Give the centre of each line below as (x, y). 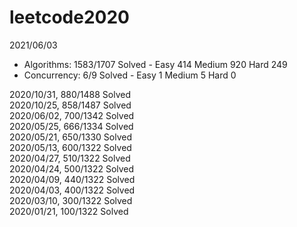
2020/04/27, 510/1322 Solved (70, 158)
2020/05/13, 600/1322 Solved (70, 147)
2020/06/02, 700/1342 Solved (72, 115)
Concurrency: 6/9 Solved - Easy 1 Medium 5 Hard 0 (130, 75)
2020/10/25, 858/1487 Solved (70, 105)
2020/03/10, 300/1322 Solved (71, 200)
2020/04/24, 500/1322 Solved (72, 168)
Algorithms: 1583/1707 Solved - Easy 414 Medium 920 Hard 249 (155, 64)
